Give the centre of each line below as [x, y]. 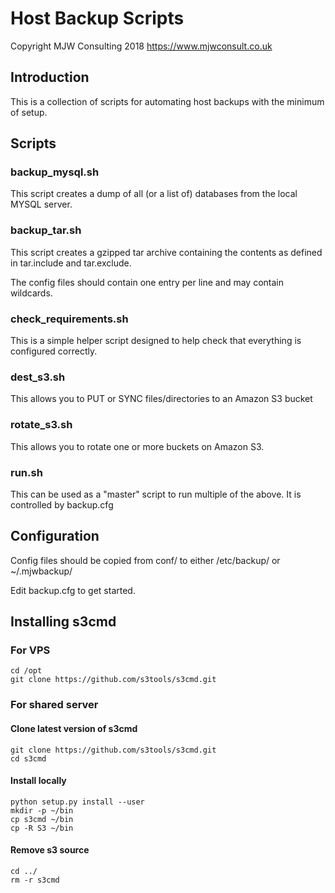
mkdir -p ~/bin [42, 810]
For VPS [30, 650]
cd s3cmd [28, 758]
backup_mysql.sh [55, 172]
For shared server [54, 705]
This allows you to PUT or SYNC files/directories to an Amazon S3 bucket [161, 399]
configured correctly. [54, 351]
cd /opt [26, 671]
